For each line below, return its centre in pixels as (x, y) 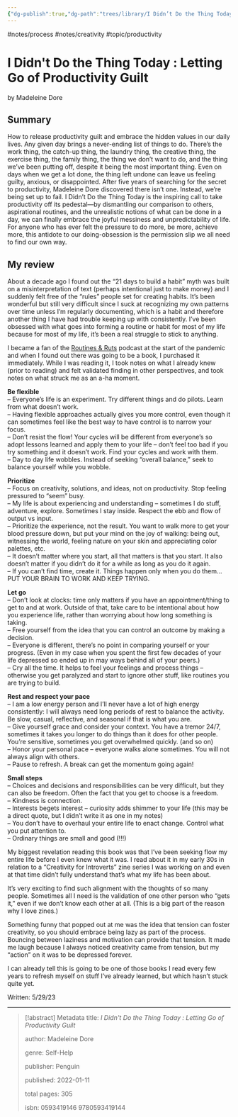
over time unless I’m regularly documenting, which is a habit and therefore (116, 312)
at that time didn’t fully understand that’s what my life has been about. (109, 875)
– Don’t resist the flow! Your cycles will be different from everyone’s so (110, 437)
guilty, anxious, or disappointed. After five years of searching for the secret (117, 182)
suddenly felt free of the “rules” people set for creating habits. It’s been (111, 297)
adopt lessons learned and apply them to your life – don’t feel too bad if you (118, 444)
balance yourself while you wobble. (59, 467)
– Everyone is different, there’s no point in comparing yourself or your (108, 645)
